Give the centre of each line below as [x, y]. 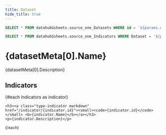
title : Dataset [21, 10]
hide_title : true [23, 14]
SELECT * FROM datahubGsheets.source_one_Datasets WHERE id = [70, 27]
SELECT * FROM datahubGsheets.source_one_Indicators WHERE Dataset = [78, 37]
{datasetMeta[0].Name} [56, 56]
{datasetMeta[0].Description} [35, 70]
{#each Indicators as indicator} [37, 97]
